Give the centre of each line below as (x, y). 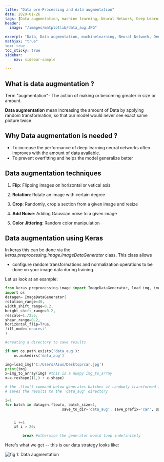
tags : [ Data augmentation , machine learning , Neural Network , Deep (75, 19)
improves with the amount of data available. (56, 153)
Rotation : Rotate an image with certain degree (59, 194)
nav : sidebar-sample (35, 60)
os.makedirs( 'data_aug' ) (39, 356)
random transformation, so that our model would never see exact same (76, 115)
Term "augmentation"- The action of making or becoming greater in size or (81, 95)
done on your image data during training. (53, 270)
